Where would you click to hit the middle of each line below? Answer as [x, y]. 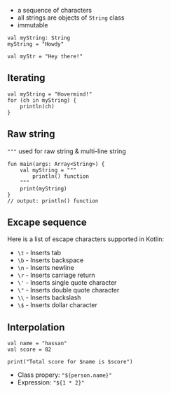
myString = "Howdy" [36, 44]
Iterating [26, 78]
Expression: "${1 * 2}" [51, 382]
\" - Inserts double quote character [68, 290]
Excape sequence [47, 223]
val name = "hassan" [37, 344]
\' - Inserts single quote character [67, 283]
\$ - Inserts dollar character [57, 305]
